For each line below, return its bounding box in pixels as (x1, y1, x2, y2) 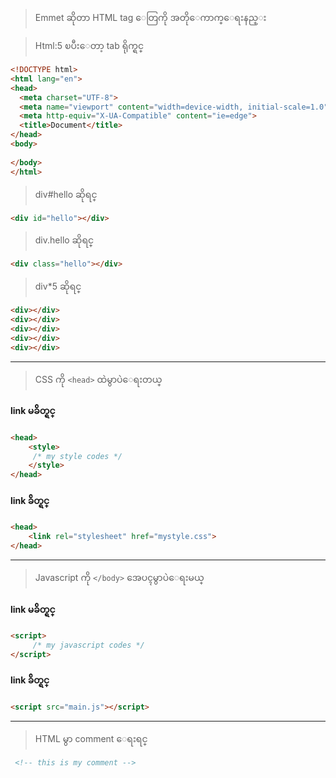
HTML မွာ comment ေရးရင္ (34, 732, 148, 744)
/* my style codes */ (32, 451, 123, 461)
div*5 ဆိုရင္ (34, 280, 82, 293)
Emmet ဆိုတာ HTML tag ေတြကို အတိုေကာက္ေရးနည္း (34, 12, 267, 23)
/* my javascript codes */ (32, 640, 145, 651)
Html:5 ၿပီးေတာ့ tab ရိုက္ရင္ (34, 40, 145, 51)
